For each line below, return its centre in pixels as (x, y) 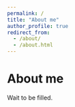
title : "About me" (33, 20)
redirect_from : (29, 32)
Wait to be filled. (30, 97)
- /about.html (33, 45)
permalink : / (26, 13)
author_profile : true (38, 26)
